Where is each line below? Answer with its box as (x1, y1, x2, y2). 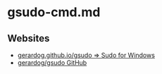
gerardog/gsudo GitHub (17, 58, 87, 67)
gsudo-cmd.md (7, 4, 101, 20)
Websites (7, 32, 50, 44)
